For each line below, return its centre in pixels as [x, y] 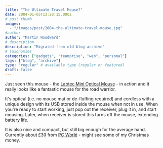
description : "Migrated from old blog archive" [55, 47]
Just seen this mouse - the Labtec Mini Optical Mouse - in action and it [77, 84]
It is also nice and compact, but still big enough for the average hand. [76, 129]
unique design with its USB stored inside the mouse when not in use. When [81, 104]
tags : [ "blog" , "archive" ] [33, 61]
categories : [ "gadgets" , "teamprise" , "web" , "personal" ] [66, 56]
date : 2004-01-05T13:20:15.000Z [38, 14]
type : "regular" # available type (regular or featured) [65, 65]
